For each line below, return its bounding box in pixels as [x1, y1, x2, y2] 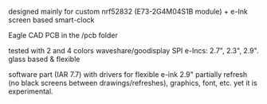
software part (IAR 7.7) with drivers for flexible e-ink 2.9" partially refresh [8, 70, 248, 79]
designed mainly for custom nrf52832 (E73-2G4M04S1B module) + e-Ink [8, 7, 249, 16]
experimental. [8, 87, 53, 96]
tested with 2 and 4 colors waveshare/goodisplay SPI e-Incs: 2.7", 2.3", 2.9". [8, 46, 259, 55]
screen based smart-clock [8, 15, 95, 25]
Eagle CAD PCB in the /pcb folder [8, 31, 118, 40]
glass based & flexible [8, 55, 80, 64]
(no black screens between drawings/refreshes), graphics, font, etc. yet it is [8, 79, 257, 87]
